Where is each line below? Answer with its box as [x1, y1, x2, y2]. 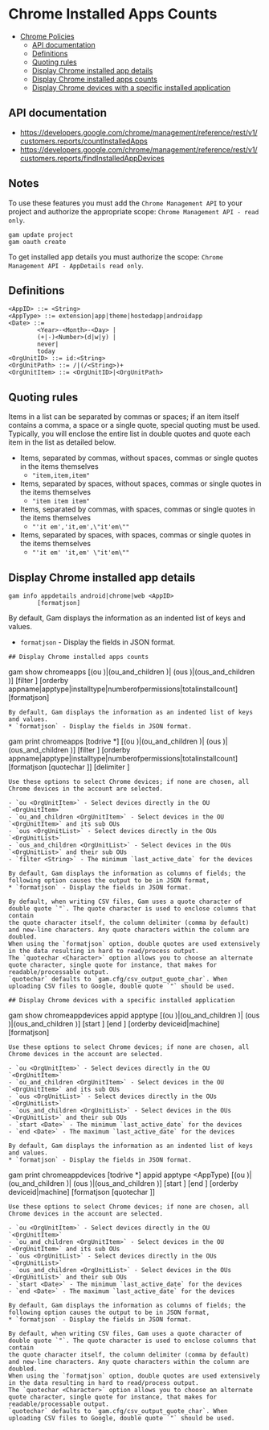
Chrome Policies [19, 31, 75, 41]
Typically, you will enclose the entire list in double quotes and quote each [8, 429, 251, 439]
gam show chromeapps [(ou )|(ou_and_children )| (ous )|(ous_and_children [8, 667, 255, 677]
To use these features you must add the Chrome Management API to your [8, 198, 243, 208]
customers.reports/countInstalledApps [19, 136, 149, 146]
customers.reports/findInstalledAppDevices [19, 153, 165, 163]
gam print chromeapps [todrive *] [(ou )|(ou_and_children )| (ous [8, 736, 222, 746]
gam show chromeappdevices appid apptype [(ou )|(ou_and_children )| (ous [8, 1010, 260, 1020]
